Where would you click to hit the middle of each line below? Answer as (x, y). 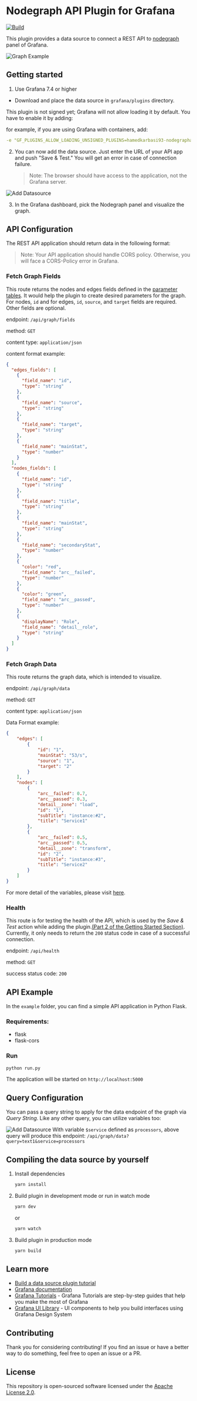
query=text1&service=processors (45, 1142)
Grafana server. (48, 181)
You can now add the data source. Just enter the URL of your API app (98, 151)
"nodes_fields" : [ (34, 468)
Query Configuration (45, 1097)
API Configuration (40, 229)
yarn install (30, 1185)
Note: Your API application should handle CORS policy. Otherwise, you (105, 255)
